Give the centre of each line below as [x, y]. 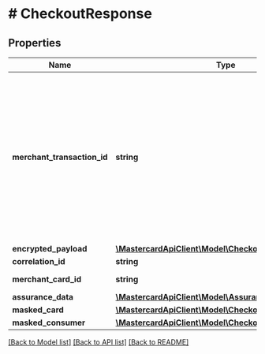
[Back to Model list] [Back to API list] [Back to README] [99, 342]
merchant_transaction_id [60, 157]
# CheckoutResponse [80, 14]
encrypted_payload [50, 249]
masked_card [38, 310]
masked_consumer [49, 322]
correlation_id [39, 261]
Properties [35, 43]
